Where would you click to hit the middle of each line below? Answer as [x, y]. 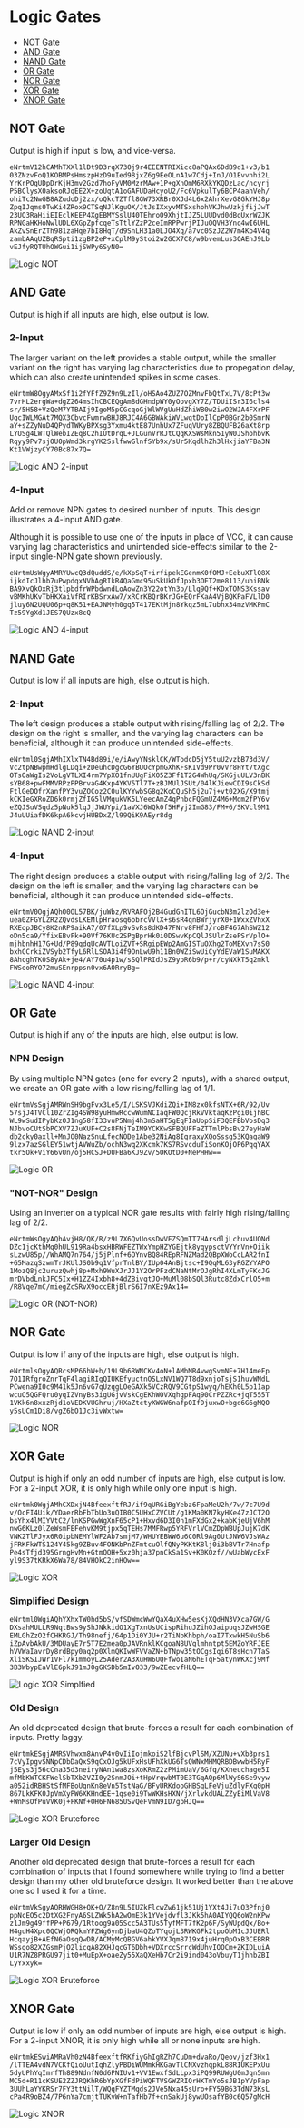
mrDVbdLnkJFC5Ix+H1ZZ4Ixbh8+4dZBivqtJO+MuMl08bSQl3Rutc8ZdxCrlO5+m [140, 1279]
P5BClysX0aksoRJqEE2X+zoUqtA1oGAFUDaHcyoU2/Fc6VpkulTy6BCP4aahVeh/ [140, 191]
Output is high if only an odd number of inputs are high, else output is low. [147, 1478]
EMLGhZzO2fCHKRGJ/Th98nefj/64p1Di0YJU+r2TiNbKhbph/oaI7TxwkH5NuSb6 [140, 1636]
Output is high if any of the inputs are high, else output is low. [124, 1035]
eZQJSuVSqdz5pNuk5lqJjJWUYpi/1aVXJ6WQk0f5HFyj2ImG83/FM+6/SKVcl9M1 [140, 807]
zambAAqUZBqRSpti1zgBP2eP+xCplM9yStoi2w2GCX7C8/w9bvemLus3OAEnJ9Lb [140, 238]
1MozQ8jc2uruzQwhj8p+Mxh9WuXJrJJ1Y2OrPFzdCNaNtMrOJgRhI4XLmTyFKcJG [140, 1271]
